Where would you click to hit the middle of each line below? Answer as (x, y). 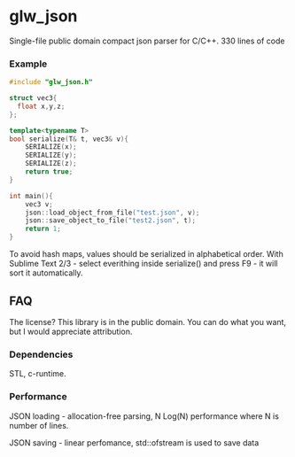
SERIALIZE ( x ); (51, 147)
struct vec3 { (33, 98)
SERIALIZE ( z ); (51, 164)
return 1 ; (43, 229)
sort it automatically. (46, 273)
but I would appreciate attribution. (71, 331)
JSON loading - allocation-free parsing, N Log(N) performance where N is (144, 416)
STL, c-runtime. (38, 374)
